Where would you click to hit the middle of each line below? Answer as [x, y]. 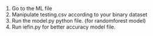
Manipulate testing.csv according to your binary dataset [79, 15]
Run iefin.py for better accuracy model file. [64, 27]
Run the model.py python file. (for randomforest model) [79, 21]
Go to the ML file [32, 8]
